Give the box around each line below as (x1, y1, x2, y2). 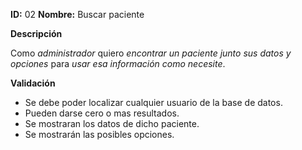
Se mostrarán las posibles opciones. (24, 129, 175, 140)
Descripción (10, 28, 63, 39)
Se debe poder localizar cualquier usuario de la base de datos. (24, 97, 283, 108)
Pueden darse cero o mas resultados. (24, 107, 180, 119)
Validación (10, 77, 56, 89)
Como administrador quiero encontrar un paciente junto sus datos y (10, 47, 292, 59)
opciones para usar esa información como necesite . (10, 58, 226, 69)
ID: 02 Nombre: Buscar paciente (10, 9, 145, 20)
